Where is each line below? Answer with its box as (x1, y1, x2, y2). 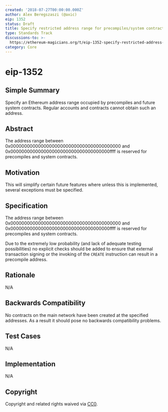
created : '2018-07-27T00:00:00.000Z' (5, 7, 84, 13)
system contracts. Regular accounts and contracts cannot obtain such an (5, 105, 156, 111)
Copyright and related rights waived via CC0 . (5, 401, 98, 407)
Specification (5, 201, 48, 210)
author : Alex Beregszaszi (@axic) (5, 12, 77, 17)
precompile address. (5, 257, 47, 263)
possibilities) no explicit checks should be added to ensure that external (5, 246, 153, 252)
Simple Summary (5, 86, 60, 95)
